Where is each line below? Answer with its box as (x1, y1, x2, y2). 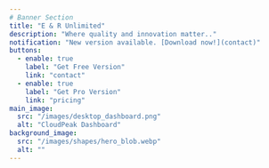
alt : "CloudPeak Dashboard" (17, 121, 122, 130)
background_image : (9, 129, 77, 138)
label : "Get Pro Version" (25, 87, 122, 96)
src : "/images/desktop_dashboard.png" (17, 112, 162, 121)
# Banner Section (9, 12, 74, 22)
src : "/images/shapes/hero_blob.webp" (17, 137, 162, 146)
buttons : (9, 46, 42, 55)
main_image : (9, 104, 53, 113)
